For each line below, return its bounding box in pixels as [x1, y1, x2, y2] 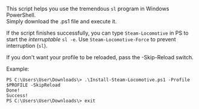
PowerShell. [6, 11, 36, 19]
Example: [6, 65, 30, 72]
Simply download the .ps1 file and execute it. [6, 18, 117, 25]
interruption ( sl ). [6, 42, 48, 49]
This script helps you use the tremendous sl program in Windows [6, 5, 169, 12]
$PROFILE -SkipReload [6, 82, 61, 88]
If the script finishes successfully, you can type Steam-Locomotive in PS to [6, 29, 189, 37]
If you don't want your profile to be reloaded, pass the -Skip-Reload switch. [6, 54, 194, 60]
